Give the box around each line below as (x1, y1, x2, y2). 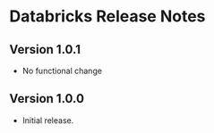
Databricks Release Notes (9, 6, 206, 27)
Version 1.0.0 (9, 91, 85, 106)
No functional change (21, 65, 103, 76)
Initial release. (21, 114, 74, 126)
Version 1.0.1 (9, 42, 81, 57)
